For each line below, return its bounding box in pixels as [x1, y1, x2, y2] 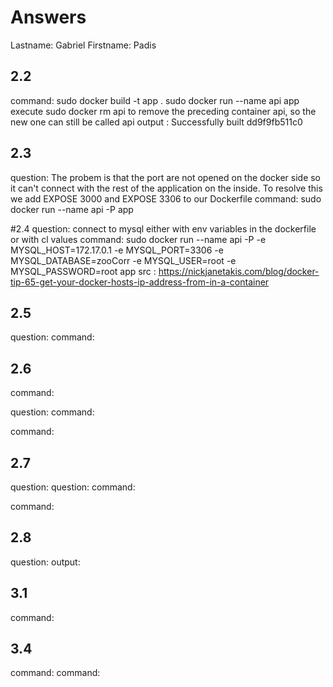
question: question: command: [10, 481, 136, 493]
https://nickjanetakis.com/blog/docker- [158, 265, 320, 277]
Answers [10, 6, 87, 29]
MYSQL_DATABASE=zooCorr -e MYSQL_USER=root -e [10, 254, 237, 266]
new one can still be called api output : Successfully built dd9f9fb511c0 [10, 116, 303, 128]
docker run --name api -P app [10, 203, 134, 215]
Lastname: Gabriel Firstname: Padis [10, 39, 157, 51]
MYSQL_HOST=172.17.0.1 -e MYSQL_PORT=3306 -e [10, 244, 224, 256]
